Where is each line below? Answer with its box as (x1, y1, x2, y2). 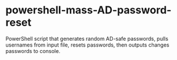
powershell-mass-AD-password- (5, 3, 172, 17)
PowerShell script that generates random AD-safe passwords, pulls (5, 35, 169, 42)
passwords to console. (5, 47, 61, 54)
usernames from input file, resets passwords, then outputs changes (5, 41, 170, 48)
